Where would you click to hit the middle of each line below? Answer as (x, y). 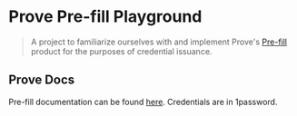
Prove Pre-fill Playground (105, 17)
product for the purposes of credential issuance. (121, 51)
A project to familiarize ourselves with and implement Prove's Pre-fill (159, 42)
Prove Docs (42, 80)
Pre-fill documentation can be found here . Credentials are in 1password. (143, 101)
